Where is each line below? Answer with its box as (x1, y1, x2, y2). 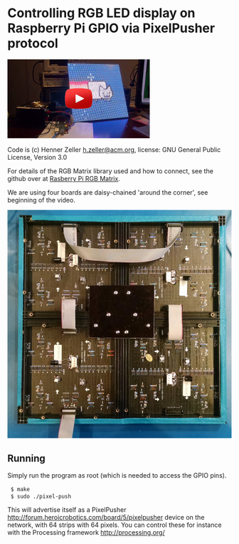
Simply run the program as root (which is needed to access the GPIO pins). (7, 471, 227, 480)
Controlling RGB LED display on (7, 5, 196, 21)
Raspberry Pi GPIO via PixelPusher (7, 20, 216, 36)
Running (7, 452, 46, 464)
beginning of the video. (7, 195, 76, 204)
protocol (7, 36, 58, 51)
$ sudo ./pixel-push (10, 493, 72, 501)
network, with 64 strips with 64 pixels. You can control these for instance (7, 520, 222, 529)
